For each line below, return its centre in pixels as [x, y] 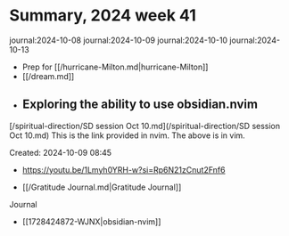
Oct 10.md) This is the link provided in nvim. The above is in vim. [127, 135]
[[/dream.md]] [48, 76]
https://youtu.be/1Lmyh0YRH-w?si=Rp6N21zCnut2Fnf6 [124, 169]
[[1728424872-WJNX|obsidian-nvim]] [91, 221]
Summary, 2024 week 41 [103, 16]
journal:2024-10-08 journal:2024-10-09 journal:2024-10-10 [119, 40]
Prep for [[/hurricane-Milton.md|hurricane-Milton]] [115, 67]
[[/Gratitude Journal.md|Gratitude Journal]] [102, 187]
